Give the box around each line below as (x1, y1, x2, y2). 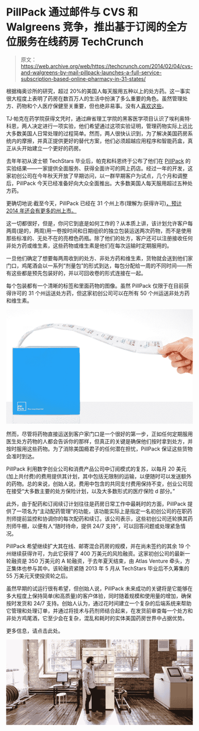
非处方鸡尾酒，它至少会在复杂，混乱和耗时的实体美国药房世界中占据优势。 (6, 615, 188, 622)
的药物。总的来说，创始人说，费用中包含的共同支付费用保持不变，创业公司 (6, 480, 188, 487)
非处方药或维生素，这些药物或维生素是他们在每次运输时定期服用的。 (6, 242, 172, 249)
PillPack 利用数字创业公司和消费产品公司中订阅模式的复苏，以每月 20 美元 (6, 465, 187, 472)
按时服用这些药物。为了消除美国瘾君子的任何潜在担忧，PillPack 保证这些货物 (6, 445, 193, 452)
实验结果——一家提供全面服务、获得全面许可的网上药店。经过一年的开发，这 (6, 165, 193, 172)
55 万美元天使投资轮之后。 (6, 572, 71, 579)
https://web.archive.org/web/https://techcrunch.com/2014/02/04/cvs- (20, 62, 193, 70)
